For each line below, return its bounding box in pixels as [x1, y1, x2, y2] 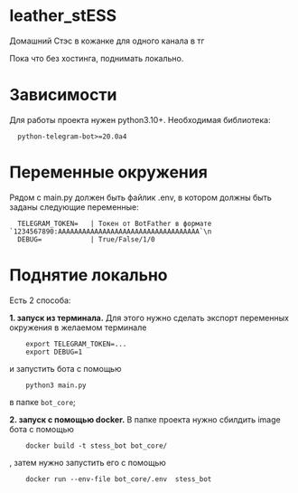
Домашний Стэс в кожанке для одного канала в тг [9, 35, 205, 46]
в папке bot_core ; [9, 396, 77, 407]
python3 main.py [25, 381, 88, 390]
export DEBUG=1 [25, 347, 83, 356]
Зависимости [9, 85, 117, 105]
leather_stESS [9, 5, 117, 26]
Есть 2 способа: [9, 295, 71, 306]
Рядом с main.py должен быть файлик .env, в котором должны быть [9, 192, 273, 203]
